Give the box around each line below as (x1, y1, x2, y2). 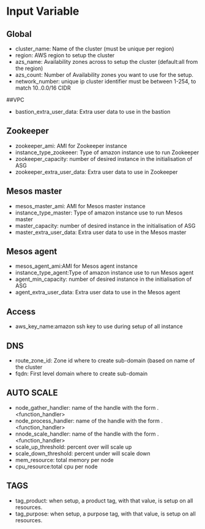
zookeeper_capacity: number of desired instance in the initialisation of (15, 155, 193, 162)
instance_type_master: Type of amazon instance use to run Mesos (15, 209, 183, 216)
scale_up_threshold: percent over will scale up (15, 443, 132, 450)
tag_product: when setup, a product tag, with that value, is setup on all (15, 496, 193, 504)
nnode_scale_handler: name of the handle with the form (15, 430, 156, 437)
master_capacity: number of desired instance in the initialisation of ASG (15, 222, 196, 229)
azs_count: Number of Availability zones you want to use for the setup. (15, 71, 194, 78)
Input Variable (6, 4, 80, 18)
